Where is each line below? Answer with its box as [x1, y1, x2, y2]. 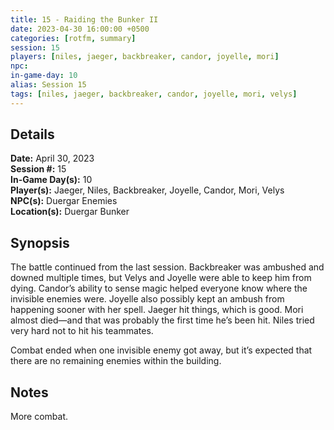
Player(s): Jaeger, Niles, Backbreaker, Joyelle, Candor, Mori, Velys [10, 184, 285, 196]
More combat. [10, 411, 69, 423]
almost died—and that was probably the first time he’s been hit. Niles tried [10, 314, 315, 326]
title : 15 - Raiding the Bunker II [10, 14, 159, 25]
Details [10, 126, 55, 143]
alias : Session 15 [10, 80, 87, 90]
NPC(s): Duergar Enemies [10, 195, 118, 207]
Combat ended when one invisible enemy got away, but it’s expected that [10, 344, 313, 356]
